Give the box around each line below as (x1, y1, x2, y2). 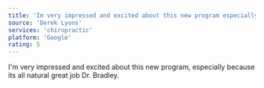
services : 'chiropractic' (8, 26, 93, 34)
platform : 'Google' (8, 33, 72, 42)
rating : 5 (8, 41, 41, 49)
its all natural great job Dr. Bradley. (8, 71, 119, 80)
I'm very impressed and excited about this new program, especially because (8, 62, 255, 71)
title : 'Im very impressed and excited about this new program (8, 11, 220, 20)
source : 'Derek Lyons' (8, 19, 82, 27)
